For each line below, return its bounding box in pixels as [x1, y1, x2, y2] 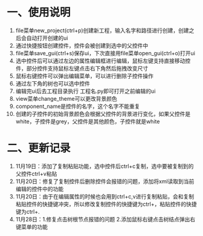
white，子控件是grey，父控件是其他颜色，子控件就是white [15, 118, 160, 125]
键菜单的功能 [15, 223, 48, 231]
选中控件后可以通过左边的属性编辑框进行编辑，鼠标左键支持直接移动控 [15, 57, 191, 64]
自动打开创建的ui [26, 34, 68, 41]
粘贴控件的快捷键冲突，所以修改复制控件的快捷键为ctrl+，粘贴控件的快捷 [15, 200, 197, 207]
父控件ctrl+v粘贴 [15, 170, 57, 177]
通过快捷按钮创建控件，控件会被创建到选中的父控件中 [15, 42, 149, 49]
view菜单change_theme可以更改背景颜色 [15, 95, 117, 102]
